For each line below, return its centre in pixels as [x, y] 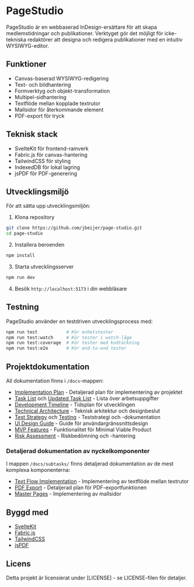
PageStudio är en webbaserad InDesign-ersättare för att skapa [82, 27]
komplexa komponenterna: [38, 470]
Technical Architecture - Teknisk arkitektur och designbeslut [87, 411]
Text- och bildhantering [43, 85]
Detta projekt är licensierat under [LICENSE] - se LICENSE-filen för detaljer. [96, 578]
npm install [20, 256]
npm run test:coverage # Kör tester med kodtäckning [73, 343]
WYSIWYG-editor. [28, 46]
